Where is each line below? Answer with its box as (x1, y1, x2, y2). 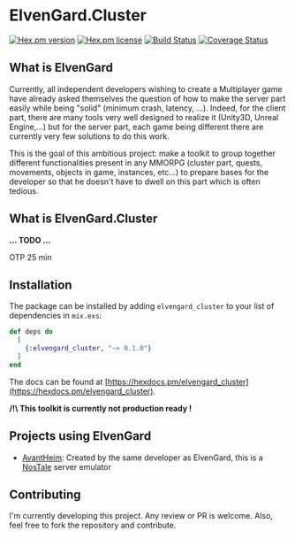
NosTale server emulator (21, 461, 112, 472)
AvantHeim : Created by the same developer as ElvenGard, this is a (21, 452, 263, 463)
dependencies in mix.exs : (9, 311, 102, 321)
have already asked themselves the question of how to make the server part (9, 93, 286, 104)
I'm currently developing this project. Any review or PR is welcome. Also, (9, 511, 274, 521)
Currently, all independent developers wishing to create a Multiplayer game (9, 83, 283, 94)
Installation (9, 277, 72, 292)
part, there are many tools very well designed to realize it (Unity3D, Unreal (9, 112, 279, 122)
